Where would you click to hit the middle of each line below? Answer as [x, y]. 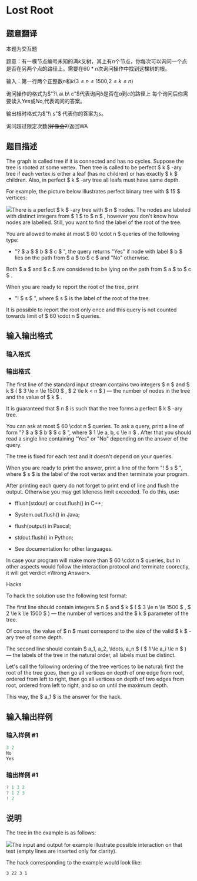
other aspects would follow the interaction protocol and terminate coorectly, [98, 567]
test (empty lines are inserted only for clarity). [61, 851]
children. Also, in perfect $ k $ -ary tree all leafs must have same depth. [93, 180]
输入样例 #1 [22, 735]
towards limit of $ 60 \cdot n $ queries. [54, 315]
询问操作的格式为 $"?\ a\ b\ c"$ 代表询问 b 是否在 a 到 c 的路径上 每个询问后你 [95, 94]
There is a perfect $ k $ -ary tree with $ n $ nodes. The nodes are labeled [101, 209]
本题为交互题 [21, 49]
